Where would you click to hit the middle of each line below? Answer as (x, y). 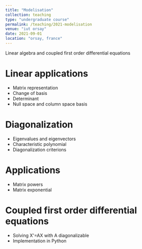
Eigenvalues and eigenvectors (44, 139)
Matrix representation (35, 88)
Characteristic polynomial (39, 144)
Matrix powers (28, 184)
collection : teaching (28, 15)
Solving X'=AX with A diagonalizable (51, 235)
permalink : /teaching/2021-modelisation (49, 24)
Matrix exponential (32, 190)
